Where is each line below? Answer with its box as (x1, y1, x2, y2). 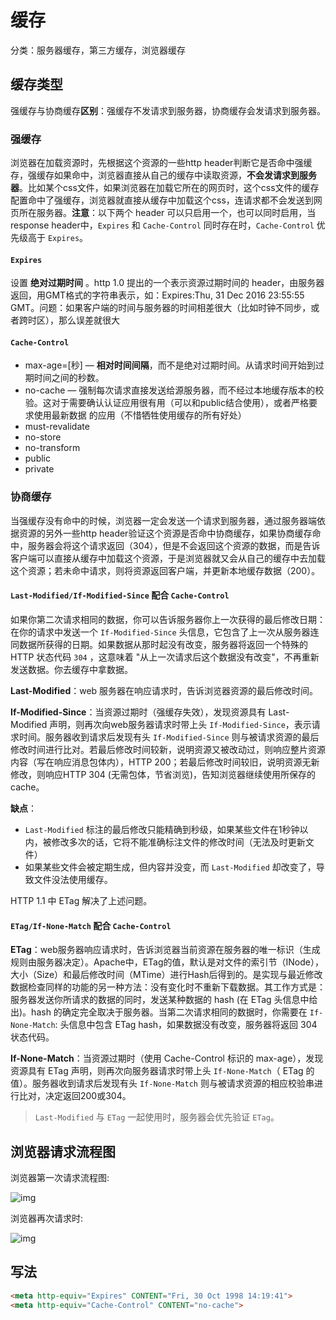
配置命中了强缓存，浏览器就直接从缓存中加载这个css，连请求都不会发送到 (10, 194, 314, 206)
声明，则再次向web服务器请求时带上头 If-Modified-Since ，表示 (49, 718, 312, 730)
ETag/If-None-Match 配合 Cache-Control (10, 919, 172, 931)
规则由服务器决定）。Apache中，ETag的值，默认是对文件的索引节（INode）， (10, 956, 324, 968)
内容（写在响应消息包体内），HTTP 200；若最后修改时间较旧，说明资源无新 (10, 756, 320, 768)
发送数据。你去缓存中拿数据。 (10, 663, 133, 675)
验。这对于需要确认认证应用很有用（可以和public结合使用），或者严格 (24, 397, 309, 409)
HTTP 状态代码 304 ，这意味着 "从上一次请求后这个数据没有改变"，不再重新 (10, 651, 320, 663)
